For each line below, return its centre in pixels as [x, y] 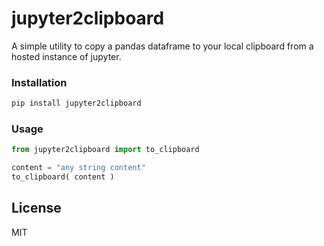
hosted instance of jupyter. [66, 56]
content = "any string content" [78, 168]
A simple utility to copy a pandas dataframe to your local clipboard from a [162, 46]
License [36, 208]
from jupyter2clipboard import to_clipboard [105, 150]
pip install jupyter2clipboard [76, 103]
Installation [39, 82]
